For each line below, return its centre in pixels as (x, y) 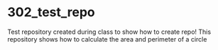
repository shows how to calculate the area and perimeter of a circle (107, 39)
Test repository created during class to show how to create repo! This (109, 32)
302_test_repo (51, 12)
